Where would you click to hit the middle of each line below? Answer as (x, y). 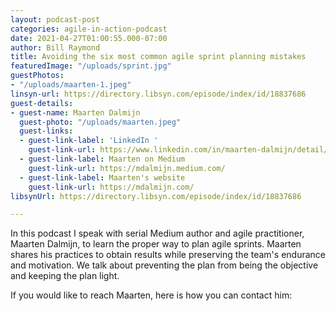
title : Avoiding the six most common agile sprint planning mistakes (158, 57)
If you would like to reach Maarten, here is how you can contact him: (151, 295)
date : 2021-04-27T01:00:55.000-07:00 (89, 38)
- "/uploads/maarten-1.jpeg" (71, 85)
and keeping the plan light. (65, 276)
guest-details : (42, 103)
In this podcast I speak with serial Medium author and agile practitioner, (157, 233)
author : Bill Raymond (55, 47)
